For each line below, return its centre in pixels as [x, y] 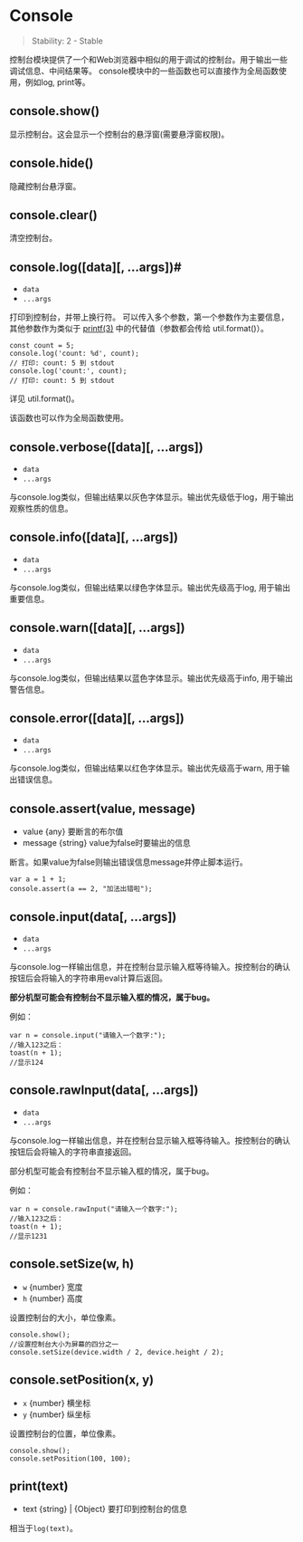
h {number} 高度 [52, 1298]
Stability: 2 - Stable [67, 41]
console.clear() [53, 215]
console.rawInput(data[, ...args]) [104, 1091]
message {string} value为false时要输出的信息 [107, 843]
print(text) [39, 1486]
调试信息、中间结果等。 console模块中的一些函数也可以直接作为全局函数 [144, 71]
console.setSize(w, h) [72, 1264]
